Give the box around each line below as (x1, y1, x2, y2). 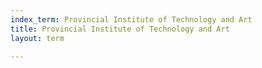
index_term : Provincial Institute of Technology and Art (10, 14, 253, 25)
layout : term (10, 33, 65, 43)
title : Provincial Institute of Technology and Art (10, 24, 230, 34)
